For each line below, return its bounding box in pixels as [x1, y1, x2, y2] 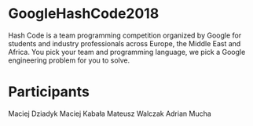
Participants [8, 83, 90, 101]
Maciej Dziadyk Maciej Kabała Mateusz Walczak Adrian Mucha [8, 109, 212, 118]
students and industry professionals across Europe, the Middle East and [8, 38, 241, 48]
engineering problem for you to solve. [8, 56, 130, 65]
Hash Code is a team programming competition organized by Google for [8, 31, 242, 40]
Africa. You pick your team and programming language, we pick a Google [8, 47, 246, 56]
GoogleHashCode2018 [8, 5, 159, 23]
